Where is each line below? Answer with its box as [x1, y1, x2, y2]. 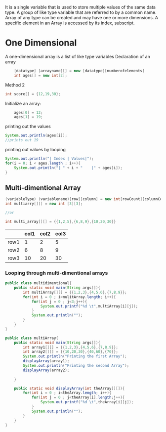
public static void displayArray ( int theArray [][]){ [14, 386, 125, 391]
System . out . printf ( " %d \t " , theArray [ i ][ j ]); [40, 400, 134, 405]
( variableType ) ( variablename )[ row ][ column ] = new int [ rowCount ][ [5, 197, 145, 202]
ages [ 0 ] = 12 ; [14, 110, 43, 115]
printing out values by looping [5, 147, 66, 153]
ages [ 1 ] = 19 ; [14, 115, 43, 120]
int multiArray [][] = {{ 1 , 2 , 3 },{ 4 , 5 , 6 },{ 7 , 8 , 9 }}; [23, 290, 127, 295]
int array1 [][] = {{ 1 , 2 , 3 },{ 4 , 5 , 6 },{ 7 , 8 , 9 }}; [23, 345, 119, 350]
